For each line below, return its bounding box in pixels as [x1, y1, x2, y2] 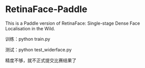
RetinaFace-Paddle [5, 4, 88, 15]
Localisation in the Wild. [5, 25, 55, 31]
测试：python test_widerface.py [5, 46, 72, 52]
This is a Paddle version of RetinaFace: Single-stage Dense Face [5, 20, 140, 26]
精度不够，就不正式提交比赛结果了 [5, 57, 77, 63]
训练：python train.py [5, 36, 51, 42]
